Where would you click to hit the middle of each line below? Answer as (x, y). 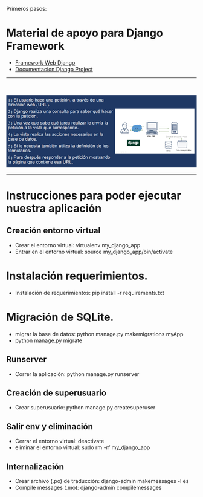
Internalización (35, 466)
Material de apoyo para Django (85, 33)
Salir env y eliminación (50, 427)
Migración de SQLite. (60, 317)
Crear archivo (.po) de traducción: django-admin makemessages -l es (102, 481)
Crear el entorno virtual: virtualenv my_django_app (78, 245)
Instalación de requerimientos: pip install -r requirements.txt (89, 293)
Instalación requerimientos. (77, 276)
